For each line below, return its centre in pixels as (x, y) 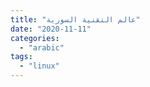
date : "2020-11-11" (51, 29)
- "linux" (39, 66)
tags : (21, 57)
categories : (35, 38)
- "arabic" (42, 47)
